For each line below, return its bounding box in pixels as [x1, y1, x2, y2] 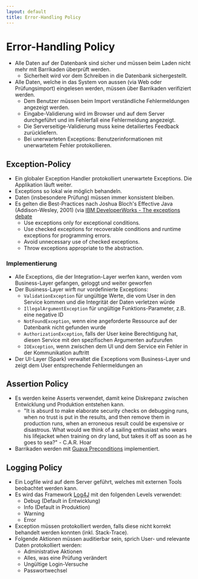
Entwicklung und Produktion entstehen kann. [14, 401, 125, 408]
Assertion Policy [6, 379, 69, 389]
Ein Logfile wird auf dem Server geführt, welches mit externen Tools [14, 478, 183, 485]
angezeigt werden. [23, 104, 70, 111]
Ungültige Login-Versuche [23, 561, 89, 568]
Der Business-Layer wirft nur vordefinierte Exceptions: [14, 285, 149, 292]
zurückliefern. [23, 129, 58, 136]
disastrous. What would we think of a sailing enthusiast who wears [23, 427, 187, 434]
